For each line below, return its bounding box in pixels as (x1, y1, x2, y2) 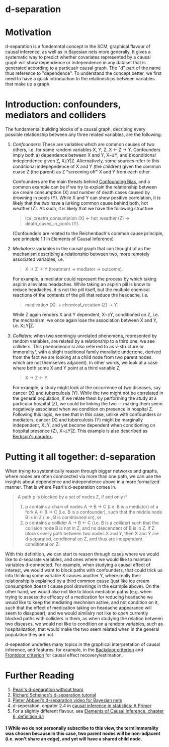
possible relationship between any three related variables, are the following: (5, 131, 162, 137)
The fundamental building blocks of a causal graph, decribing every (5, 126, 146, 132)
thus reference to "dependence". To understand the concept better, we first (5, 70, 162, 76)
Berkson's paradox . (12, 434, 53, 440)
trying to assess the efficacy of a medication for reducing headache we (5, 594, 153, 600)
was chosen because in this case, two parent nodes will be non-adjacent (5, 730, 161, 736)
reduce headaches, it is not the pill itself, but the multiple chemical (12, 287, 150, 293)
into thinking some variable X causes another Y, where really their (5, 573, 142, 578)
